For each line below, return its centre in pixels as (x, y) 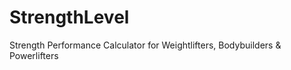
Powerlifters (34, 55)
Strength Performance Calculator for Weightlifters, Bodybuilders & (145, 45)
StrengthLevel (69, 17)
